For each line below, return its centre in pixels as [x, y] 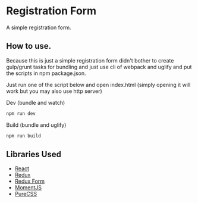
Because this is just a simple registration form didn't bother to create [90, 60]
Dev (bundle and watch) [36, 102]
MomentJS [28, 188]
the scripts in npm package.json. [46, 73]
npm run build [24, 136]
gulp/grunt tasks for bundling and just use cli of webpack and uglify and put [99, 67]
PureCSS [26, 194]
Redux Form [30, 181]
